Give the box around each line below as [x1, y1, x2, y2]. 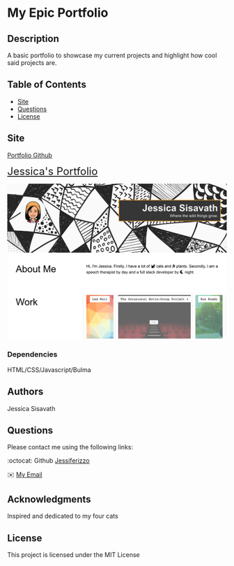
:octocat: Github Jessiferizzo [7, 456, 91, 465]
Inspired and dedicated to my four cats [7, 512, 118, 521]
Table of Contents [7, 79, 87, 91]
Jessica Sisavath [7, 404, 56, 412]
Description [7, 33, 59, 45]
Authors [7, 386, 44, 398]
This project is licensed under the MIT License [7, 551, 141, 559]
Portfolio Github [7, 151, 52, 159]
